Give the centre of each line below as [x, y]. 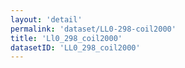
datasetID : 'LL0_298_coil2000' [75, 47]
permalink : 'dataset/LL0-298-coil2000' [93, 29]
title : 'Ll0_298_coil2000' [66, 38]
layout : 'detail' [46, 19]
